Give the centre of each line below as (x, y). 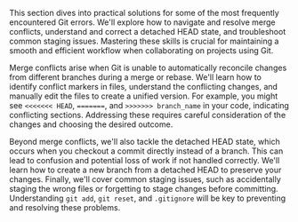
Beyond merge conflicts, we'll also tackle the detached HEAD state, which (145, 142)
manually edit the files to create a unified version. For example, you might (144, 96)
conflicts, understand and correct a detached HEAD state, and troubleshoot (148, 32)
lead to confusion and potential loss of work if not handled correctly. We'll (145, 160)
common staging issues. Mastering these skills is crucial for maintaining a (144, 41)
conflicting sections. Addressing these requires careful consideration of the (148, 115)
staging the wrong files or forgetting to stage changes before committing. (144, 189)
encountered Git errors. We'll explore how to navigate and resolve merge (142, 22)
